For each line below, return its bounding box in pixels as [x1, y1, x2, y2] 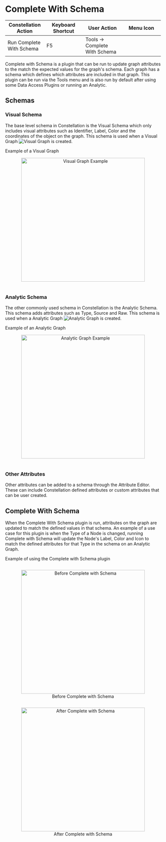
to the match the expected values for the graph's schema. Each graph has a [5, 66, 160, 72]
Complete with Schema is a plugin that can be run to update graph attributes [5, 61, 161, 67]
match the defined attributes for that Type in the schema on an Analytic [5, 541, 151, 547]
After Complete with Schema [53, 831, 113, 837]
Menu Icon [128, 24, 155, 31]
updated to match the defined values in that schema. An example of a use [5, 525, 156, 531]
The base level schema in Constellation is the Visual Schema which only [5, 122, 152, 128]
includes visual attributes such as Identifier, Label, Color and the [5, 128, 136, 134]
